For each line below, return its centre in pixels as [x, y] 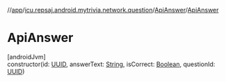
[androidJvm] [27, 57]
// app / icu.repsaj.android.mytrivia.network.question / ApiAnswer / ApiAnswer [113, 10]
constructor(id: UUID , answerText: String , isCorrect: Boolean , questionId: [111, 64]
